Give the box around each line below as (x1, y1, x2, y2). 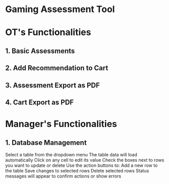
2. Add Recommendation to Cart (5, 64, 108, 73)
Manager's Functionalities (5, 118, 118, 130)
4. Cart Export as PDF (5, 98, 74, 106)
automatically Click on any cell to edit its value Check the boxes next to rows (5, 157, 164, 163)
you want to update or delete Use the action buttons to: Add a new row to (5, 162, 158, 168)
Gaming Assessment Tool (5, 4, 115, 15)
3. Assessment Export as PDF (5, 81, 100, 89)
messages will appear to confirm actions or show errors (5, 173, 122, 179)
